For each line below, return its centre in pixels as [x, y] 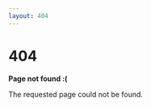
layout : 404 [28, 16]
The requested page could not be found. [76, 94]
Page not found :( [38, 79]
